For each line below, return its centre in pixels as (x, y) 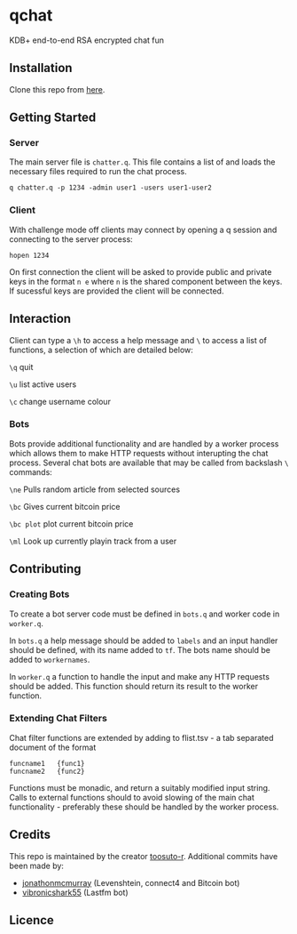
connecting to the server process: (71, 239)
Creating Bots (39, 594)
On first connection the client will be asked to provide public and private (141, 271)
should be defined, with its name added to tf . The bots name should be (140, 649)
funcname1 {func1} (47, 763)
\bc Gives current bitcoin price (65, 506)
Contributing (45, 569)
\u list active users (43, 384)
